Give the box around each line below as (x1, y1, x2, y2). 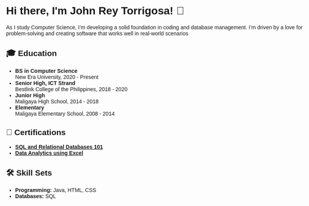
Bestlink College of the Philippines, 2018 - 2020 (15, 86, 128, 92)
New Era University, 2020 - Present (15, 73, 99, 80)
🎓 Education (6, 48, 58, 58)
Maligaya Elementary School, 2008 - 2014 (15, 110, 115, 117)
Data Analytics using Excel (15, 149, 84, 156)
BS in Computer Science (15, 67, 78, 74)
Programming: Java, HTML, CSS (15, 187, 97, 194)
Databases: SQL (15, 193, 56, 200)
